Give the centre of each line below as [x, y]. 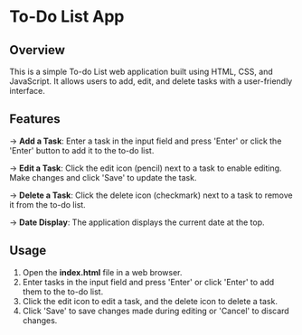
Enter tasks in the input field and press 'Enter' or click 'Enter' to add [148, 282]
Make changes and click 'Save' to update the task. [103, 177]
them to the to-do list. [63, 292]
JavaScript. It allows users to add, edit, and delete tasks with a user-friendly [151, 81]
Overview [38, 50]
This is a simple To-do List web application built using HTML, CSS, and [141, 71]
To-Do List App [67, 17]
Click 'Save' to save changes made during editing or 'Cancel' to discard [156, 311]
